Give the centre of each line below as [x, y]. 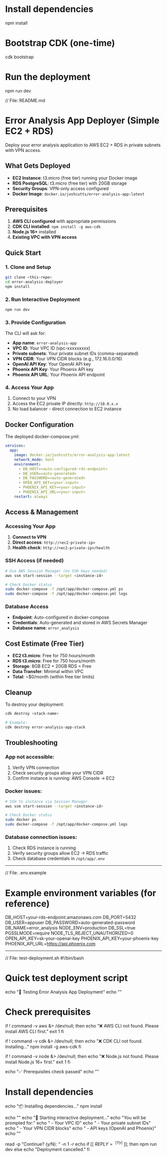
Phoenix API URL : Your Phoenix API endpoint [59, 375]
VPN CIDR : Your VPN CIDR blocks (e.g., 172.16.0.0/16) [67, 359]
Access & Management [42, 512]
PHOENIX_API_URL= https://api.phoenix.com [50, 944]
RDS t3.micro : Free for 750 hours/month [54, 661]
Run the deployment [48, 77]
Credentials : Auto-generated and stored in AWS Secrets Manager [80, 623]
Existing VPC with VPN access [44, 237]
